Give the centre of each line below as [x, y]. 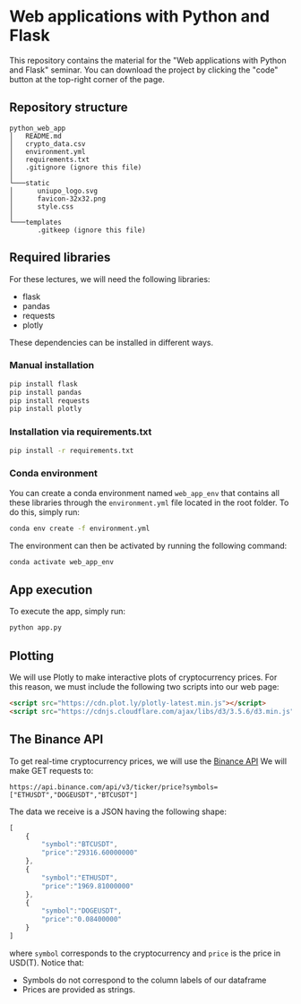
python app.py [36, 628]
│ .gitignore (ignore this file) [76, 167]
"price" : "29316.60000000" [90, 853]
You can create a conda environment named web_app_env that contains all [145, 493]
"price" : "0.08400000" [82, 920]
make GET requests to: [52, 770]
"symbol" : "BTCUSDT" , [80, 845]
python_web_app [38, 128]
